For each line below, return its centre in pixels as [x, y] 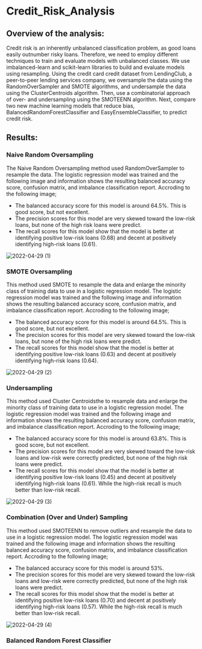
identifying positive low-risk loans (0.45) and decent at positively [96, 477]
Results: [22, 138]
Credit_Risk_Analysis [61, 11]
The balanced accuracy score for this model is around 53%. [90, 568]
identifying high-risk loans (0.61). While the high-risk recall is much [98, 484]
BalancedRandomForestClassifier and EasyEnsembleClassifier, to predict [97, 112]
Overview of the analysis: [55, 34]
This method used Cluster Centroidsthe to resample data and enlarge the [97, 401]
